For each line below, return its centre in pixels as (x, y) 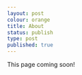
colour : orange (29, 20)
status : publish (30, 32)
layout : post (26, 13)
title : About (26, 26)
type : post (23, 39)
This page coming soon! (41, 64)
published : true (30, 45)
